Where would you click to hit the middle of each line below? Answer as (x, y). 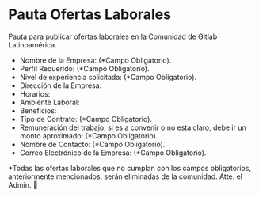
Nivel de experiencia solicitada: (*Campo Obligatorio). (108, 77)
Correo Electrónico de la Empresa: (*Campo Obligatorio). (113, 153)
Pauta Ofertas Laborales (90, 15)
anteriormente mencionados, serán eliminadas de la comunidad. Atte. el (126, 176)
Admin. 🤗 (23, 184)
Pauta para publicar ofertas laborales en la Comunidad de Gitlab (113, 36)
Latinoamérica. (32, 44)
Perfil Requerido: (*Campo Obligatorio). (84, 68)
